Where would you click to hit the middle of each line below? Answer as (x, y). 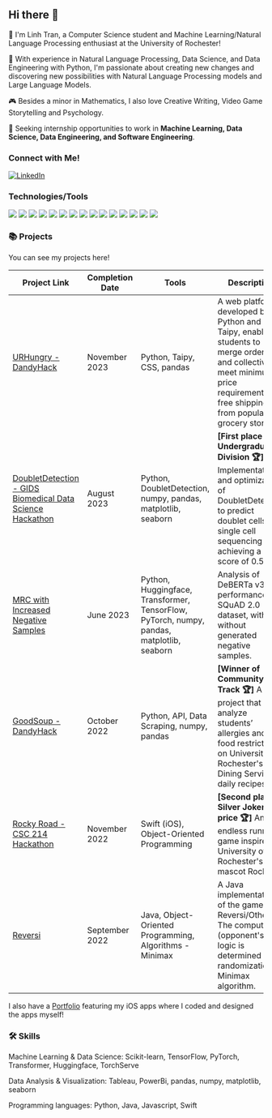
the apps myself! (36, 1014)
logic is (231, 945)
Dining (230, 773)
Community (241, 679)
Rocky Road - (39, 824)
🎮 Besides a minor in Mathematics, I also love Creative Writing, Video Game (136, 101)
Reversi (27, 935)
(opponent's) (242, 935)
